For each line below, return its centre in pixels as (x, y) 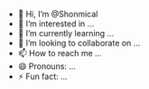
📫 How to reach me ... (60, 53)
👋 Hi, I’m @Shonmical (58, 14)
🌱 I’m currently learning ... (66, 33)
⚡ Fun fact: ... (42, 76)
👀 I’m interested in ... (56, 24)
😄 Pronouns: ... (47, 66)
